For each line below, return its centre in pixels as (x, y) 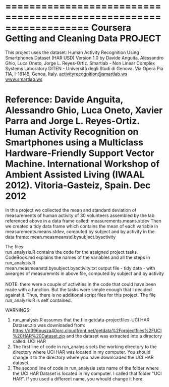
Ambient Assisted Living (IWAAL (75, 175)
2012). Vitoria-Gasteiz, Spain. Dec (78, 185)
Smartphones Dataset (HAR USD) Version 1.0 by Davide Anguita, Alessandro (84, 58)
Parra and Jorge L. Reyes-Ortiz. (72, 121)
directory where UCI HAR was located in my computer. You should (81, 352)
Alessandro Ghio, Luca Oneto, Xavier (84, 110)
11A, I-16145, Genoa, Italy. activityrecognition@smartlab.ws (66, 74)
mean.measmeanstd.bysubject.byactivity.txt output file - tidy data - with (80, 268)
